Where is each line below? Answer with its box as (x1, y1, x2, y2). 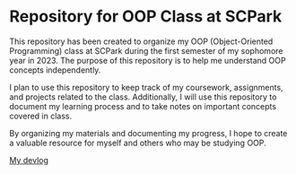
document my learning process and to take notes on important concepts (9, 100, 276, 111)
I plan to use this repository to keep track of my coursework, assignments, (9, 82, 284, 92)
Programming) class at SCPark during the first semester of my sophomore (9, 45, 283, 56)
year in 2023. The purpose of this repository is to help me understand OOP (9, 55, 286, 65)
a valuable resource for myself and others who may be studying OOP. (9, 137, 266, 148)
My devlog (9, 154, 49, 165)
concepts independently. (9, 65, 101, 75)
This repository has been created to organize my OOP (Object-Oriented (9, 36, 274, 47)
